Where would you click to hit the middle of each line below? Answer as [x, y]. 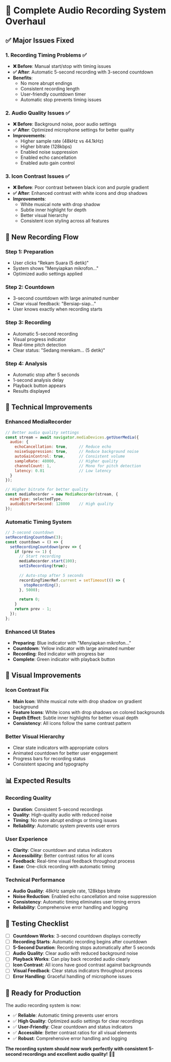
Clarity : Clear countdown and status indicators [62, 850]
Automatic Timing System [39, 522]
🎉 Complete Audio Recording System [86, 11]
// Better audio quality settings [42, 432]
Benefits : [23, 78]
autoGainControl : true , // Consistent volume [70, 456]
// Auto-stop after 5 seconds [51, 575]
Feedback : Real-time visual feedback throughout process [74, 861]
